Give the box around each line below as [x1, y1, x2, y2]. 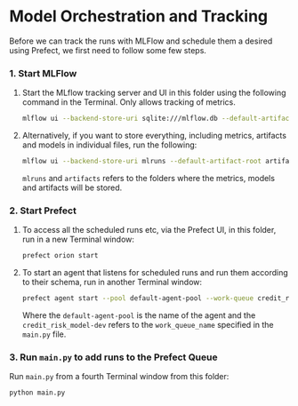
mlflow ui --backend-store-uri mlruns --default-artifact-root [21, 157, 262, 166]
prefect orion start [21, 251, 99, 260]
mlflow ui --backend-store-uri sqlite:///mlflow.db [21, 114, 218, 123]
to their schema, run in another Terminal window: [21, 277, 203, 288]
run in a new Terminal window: [21, 234, 135, 245]
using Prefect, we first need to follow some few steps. [9, 44, 207, 55]
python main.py [9, 388, 66, 397]
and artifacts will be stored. [21, 182, 123, 193]
